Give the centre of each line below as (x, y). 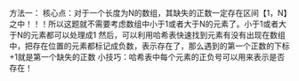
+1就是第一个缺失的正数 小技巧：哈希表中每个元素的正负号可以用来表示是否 (147, 57)
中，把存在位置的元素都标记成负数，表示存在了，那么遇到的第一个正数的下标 (149, 46)
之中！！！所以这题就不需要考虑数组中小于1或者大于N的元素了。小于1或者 (144, 24)
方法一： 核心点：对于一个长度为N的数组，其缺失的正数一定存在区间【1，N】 (148, 13)
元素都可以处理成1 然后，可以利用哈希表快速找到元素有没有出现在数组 (158, 35)
